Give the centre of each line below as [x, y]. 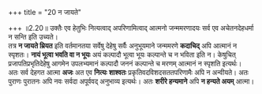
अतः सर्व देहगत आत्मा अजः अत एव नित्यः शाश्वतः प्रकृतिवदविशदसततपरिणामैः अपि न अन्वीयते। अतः [129, 72]
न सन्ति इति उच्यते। [33, 37]
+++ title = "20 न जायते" [45, 12]
